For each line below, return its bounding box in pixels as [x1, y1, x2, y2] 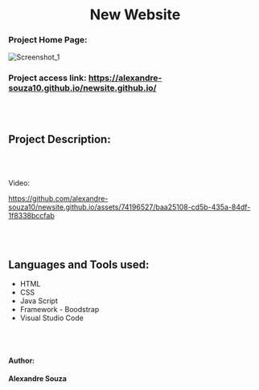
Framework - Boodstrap [19, 305, 100, 315]
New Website [89, 6, 181, 24]
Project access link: [8, 72, 87, 83]
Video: [8, 178, 31, 188]
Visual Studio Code [19, 313, 84, 323]
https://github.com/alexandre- [8, 193, 109, 203]
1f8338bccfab [8, 210, 55, 220]
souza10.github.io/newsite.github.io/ [8, 83, 157, 94]
